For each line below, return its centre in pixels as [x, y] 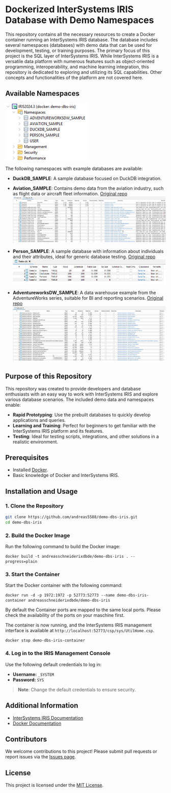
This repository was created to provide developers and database [73, 388]
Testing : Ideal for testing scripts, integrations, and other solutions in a [86, 436]
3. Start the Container [33, 575]
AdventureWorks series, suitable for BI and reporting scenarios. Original [88, 298]
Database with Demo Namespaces [80, 20]
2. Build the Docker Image [38, 535]
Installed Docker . [30, 470]
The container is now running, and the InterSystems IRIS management [79, 625]
